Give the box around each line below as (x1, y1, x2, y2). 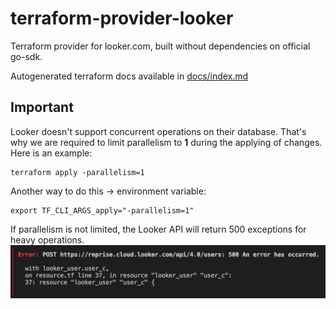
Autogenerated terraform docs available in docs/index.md (10, 70, 249, 82)
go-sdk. (10, 50, 43, 62)
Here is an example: (10, 147, 93, 159)
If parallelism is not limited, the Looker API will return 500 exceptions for (10, 223, 307, 235)
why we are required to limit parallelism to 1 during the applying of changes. (10, 136, 323, 148)
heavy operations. (10, 233, 85, 246)
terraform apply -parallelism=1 (10, 167, 145, 177)
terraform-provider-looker (10, 7, 234, 30)
